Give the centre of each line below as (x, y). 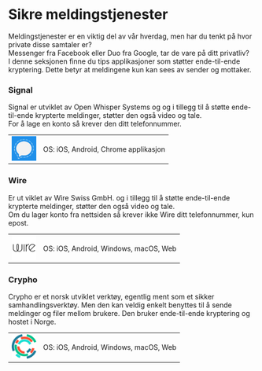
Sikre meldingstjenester (88, 15)
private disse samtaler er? (50, 44)
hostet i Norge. (32, 322)
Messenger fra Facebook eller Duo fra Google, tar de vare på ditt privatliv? (129, 53)
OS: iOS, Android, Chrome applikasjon (104, 149)
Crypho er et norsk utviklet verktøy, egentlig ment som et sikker (111, 297)
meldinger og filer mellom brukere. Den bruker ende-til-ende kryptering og (129, 314)
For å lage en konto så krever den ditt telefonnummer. (95, 124)
